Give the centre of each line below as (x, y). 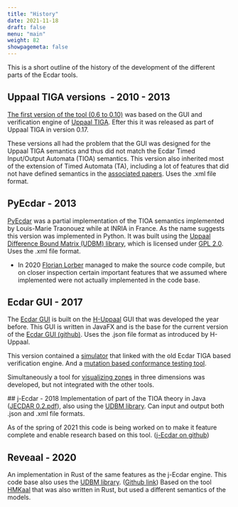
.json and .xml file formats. (46, 414)
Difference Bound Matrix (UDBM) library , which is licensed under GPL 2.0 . (115, 244)
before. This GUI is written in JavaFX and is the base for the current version (118, 327)
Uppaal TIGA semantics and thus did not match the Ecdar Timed (101, 151)
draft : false (27, 27)
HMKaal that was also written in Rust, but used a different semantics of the (117, 490)
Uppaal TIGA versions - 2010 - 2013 (89, 97)
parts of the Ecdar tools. (43, 75)
